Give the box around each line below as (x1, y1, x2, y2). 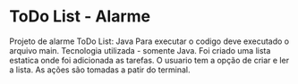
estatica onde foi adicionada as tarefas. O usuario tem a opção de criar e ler (9, 55, 289, 65)
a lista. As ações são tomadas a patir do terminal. (9, 64, 191, 75)
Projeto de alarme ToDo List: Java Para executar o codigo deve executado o (9, 36, 289, 46)
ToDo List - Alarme (9, 6, 150, 27)
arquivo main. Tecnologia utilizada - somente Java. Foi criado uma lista (9, 45, 271, 55)
